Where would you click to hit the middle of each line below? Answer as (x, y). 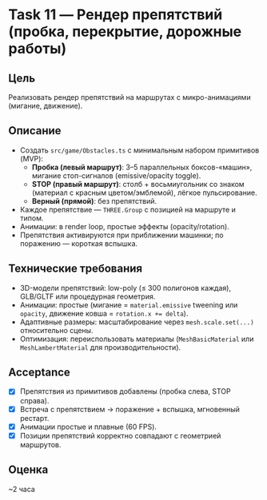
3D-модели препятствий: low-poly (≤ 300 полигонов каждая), (126, 288)
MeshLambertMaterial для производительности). (100, 347)
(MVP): (32, 158)
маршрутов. (40, 444)
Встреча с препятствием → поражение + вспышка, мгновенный (130, 409)
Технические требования (75, 269)
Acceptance (39, 373)
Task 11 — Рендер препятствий (116, 15)
